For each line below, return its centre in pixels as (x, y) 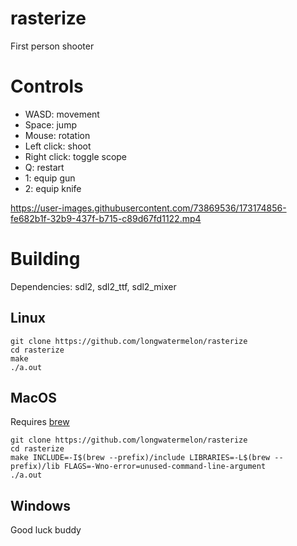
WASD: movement (62, 114)
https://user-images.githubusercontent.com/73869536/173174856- (148, 208)
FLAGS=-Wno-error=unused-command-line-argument (165, 467)
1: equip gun (50, 178)
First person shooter (52, 46)
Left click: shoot (58, 146)
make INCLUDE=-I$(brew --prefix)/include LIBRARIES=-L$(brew (140, 458)
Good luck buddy (46, 530)
